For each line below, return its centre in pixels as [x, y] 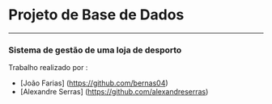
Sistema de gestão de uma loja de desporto [95, 50]
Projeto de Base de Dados [96, 15]
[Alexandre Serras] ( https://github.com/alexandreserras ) [114, 92]
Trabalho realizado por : [48, 68]
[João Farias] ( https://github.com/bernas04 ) [94, 83]
